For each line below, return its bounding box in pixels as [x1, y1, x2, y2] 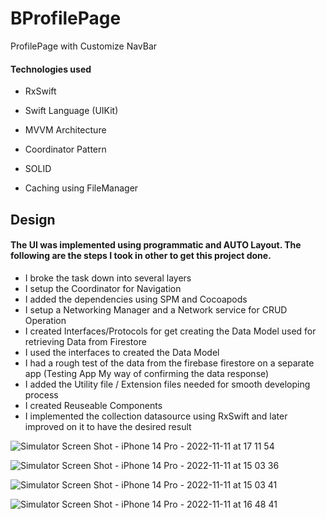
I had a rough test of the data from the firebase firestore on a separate [24, 357, 315, 369]
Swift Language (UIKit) [24, 105, 119, 117]
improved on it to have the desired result [24, 420, 192, 432]
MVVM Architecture [24, 124, 107, 136]
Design [10, 211, 56, 228]
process [24, 388, 59, 401]
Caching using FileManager [24, 182, 139, 194]
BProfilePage [10, 7, 122, 30]
